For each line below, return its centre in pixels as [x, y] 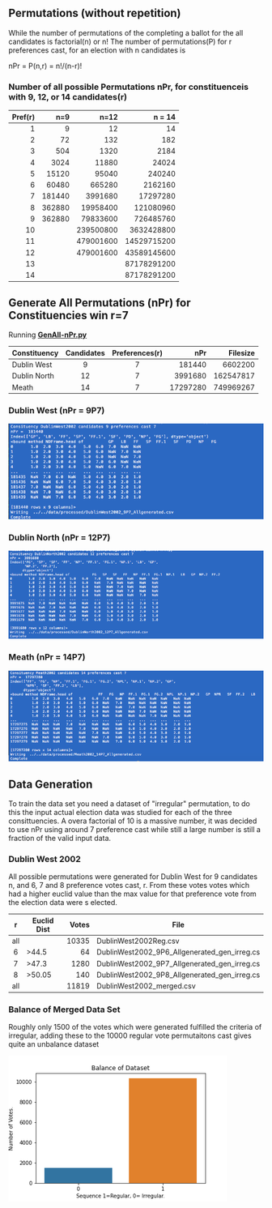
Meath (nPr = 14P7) [47, 657]
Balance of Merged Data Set [64, 1010]
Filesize [242, 352]
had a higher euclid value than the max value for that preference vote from [132, 894]
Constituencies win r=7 [68, 316]
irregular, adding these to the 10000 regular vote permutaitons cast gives [130, 1035]
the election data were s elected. [63, 903]
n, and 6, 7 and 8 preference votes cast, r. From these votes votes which [129, 886]
